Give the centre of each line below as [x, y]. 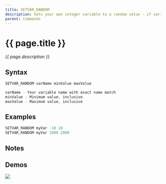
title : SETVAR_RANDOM [27, 10]
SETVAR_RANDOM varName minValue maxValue [48, 84]
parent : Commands [23, 19]
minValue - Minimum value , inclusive [44, 97]
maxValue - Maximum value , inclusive [44, 101]
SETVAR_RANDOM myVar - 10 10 [34, 128]
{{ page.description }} [27, 57]
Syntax [16, 72]
